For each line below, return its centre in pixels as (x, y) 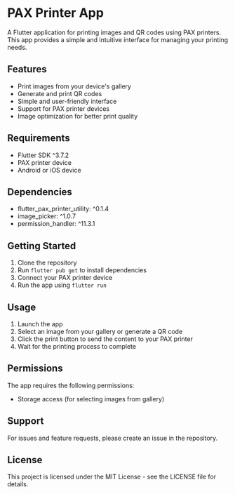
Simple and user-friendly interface (67, 101)
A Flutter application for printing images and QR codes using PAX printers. (114, 32)
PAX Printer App (55, 13)
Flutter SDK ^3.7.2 (43, 155)
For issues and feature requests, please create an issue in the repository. (113, 438)
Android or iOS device (49, 170)
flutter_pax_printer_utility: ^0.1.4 (63, 209)
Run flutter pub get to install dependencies (82, 270)
